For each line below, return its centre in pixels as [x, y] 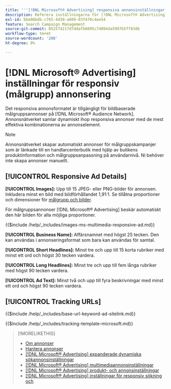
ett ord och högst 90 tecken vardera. [44, 286]
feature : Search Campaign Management [45, 24]
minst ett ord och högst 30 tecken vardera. [50, 255]
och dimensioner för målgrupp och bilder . [49, 199]
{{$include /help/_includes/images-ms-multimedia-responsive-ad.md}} [80, 225]
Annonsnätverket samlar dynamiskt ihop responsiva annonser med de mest [84, 119]
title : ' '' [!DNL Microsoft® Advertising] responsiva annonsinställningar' [86, 10]
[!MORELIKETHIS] [36, 334]
